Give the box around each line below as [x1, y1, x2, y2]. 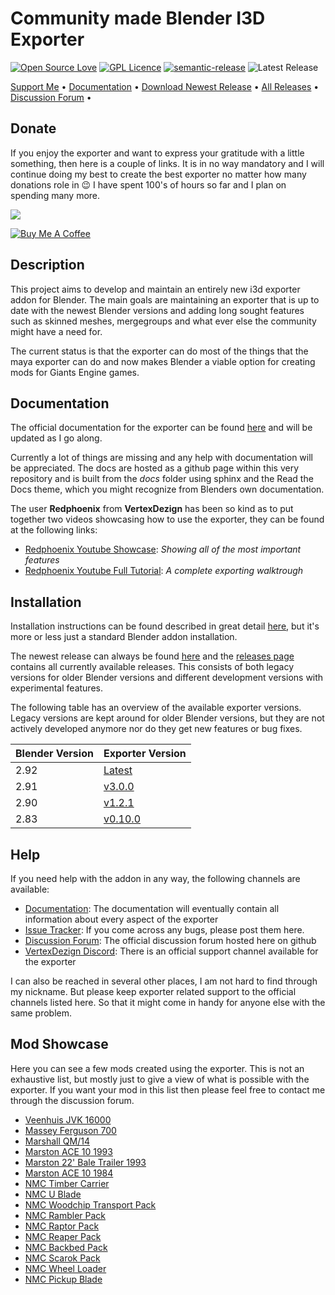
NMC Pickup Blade [24, 1273, 103, 1285]
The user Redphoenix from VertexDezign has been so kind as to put [10, 503, 294, 515]
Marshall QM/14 [24, 1135, 90, 1147]
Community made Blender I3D [10, 7, 266, 30]
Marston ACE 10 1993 [24, 1145, 113, 1157]
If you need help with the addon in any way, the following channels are [10, 873, 301, 884]
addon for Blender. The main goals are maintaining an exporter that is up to [10, 293, 320, 306]
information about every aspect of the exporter [24, 913, 219, 925]
